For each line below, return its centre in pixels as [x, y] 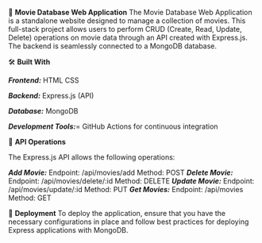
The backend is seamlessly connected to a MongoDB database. [112, 46]
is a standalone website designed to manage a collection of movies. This [127, 21]
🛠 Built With [29, 62]
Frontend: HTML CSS [44, 80]
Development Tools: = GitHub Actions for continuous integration [113, 126]
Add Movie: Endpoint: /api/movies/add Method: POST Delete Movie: [121, 172]
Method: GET [30, 198]
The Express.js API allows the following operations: [92, 157]
